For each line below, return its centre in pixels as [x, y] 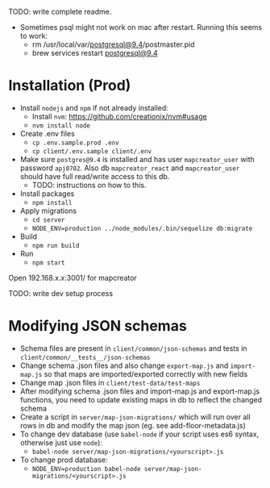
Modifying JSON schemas [98, 326]
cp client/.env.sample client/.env [91, 151]
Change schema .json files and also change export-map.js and [124, 365]
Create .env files [47, 133]
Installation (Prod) [70, 86]
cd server [49, 220]
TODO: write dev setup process [61, 293]
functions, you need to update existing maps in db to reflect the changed [141, 399]
